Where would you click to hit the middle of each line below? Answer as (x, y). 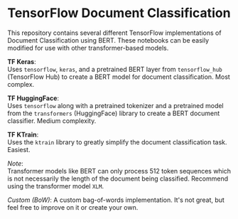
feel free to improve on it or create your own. (73, 207)
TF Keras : (22, 61)
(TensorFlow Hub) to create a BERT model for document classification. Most (119, 77)
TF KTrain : (23, 134)
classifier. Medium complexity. (52, 121)
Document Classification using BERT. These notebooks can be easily (108, 40)
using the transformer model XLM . (56, 186)
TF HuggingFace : (33, 98)
